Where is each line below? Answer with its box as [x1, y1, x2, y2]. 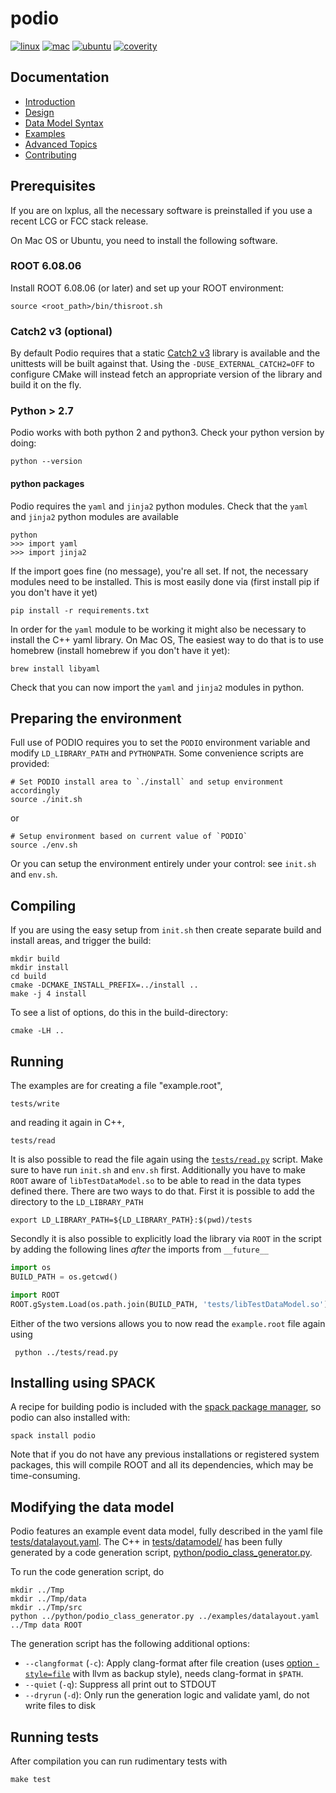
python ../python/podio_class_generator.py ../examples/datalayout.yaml [10, 1612, 320, 1622]
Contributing [24, 148, 77, 161]
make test [10, 1775, 52, 1785]
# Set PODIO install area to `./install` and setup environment [10, 777, 284, 787]
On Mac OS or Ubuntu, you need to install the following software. [10, 234, 278, 246]
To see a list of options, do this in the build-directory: [10, 1007, 228, 1019]
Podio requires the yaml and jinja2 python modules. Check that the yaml [10, 500, 308, 512]
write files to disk [24, 1700, 96, 1712]
